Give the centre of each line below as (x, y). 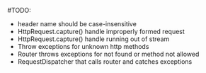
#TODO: (19, 10)
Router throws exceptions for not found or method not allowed (108, 54)
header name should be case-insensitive (77, 24)
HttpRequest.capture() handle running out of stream (93, 39)
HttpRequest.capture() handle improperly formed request (101, 32)
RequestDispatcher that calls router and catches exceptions (105, 62)
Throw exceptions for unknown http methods (83, 46)
